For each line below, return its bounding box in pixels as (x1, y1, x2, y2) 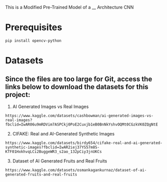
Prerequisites (5, 22, 63, 33)
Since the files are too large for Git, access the (5, 74, 152, 83)
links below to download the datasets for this (5, 82, 149, 91)
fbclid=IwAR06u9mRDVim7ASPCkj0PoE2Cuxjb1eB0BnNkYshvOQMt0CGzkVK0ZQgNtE (5, 122, 158, 127)
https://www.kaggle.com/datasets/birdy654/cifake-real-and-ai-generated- (5, 140, 163, 145)
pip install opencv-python (5, 38, 62, 43)
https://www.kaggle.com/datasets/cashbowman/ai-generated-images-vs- (5, 113, 154, 118)
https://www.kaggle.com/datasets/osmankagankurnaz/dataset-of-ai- (5, 167, 147, 172)
